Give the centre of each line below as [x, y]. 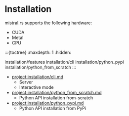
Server [26, 82]
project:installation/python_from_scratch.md [57, 92]
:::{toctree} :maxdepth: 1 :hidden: [38, 52]
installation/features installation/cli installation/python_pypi [64, 62]
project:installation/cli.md [38, 77]
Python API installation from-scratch [56, 98]
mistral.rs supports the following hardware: [48, 23]
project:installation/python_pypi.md [48, 103]
